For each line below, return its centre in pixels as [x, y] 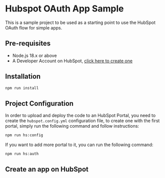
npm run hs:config [24, 135]
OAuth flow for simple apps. [34, 27]
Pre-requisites [28, 44]
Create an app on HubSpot [47, 169]
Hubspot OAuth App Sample [65, 9]
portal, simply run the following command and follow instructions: [72, 126]
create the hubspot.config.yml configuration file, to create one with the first [82, 121]
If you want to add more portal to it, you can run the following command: [79, 145]
